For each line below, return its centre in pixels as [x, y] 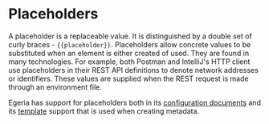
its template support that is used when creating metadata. [104, 111]
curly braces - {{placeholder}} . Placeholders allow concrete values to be [130, 44]
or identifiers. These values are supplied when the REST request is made [128, 78]
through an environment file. [55, 87]
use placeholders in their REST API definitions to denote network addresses [134, 70]
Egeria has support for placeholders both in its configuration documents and [134, 102]
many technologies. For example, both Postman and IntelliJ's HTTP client [129, 62]
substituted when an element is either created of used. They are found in [129, 53]
